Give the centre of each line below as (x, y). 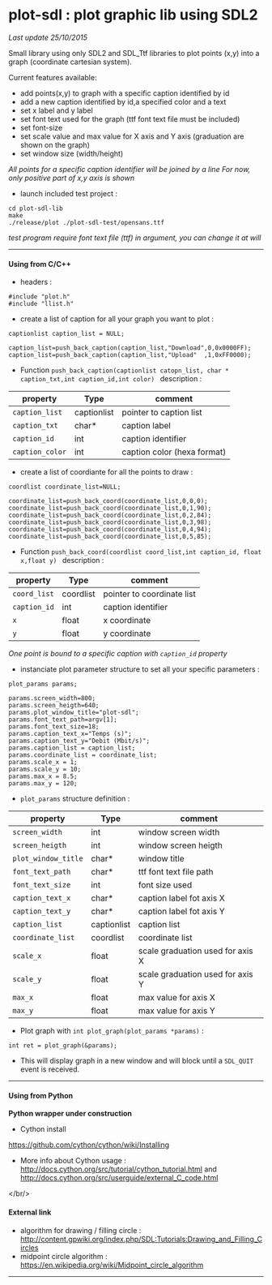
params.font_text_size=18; (54, 727)
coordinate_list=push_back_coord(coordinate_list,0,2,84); (110, 516)
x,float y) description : (62, 561)
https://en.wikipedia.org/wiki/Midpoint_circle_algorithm (112, 1265)
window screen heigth (180, 845)
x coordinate (127, 621)
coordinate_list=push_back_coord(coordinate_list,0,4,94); (110, 530)
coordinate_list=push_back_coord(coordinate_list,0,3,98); (110, 522)
